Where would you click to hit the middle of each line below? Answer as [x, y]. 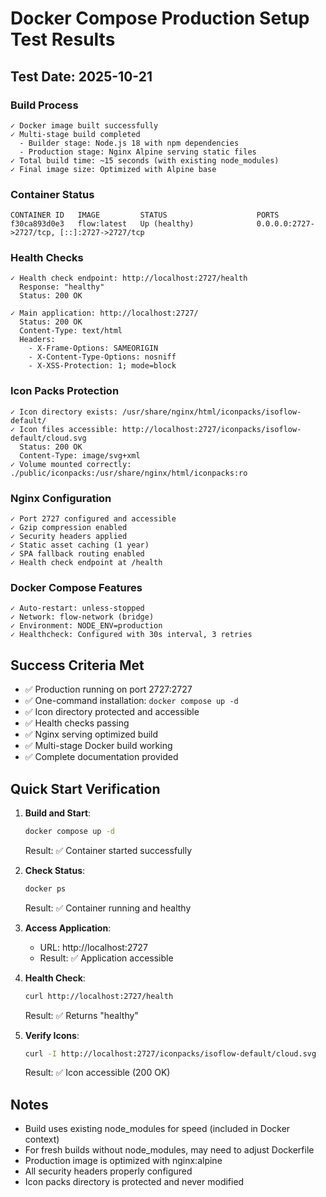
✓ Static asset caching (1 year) [80, 545]
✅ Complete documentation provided [101, 757]
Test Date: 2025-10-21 [81, 76]
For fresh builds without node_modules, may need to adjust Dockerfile [169, 1150]
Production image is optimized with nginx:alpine [123, 1161]
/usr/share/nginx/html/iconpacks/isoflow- [211, 412]
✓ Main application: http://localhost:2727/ [104, 313]
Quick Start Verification [85, 788]
